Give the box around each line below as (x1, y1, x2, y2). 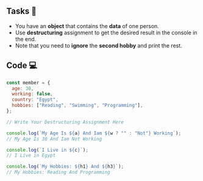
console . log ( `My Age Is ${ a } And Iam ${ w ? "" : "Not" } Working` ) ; (6, 130, 182, 136)
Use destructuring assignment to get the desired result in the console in (15, 29, 198, 36)
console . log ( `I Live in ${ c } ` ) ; (6, 147, 88, 153)
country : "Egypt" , (12, 97, 59, 103)
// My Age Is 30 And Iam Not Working (6, 136, 102, 142)
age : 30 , (12, 85, 34, 92)
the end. (15, 35, 37, 43)
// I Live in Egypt (6, 152, 56, 159)
